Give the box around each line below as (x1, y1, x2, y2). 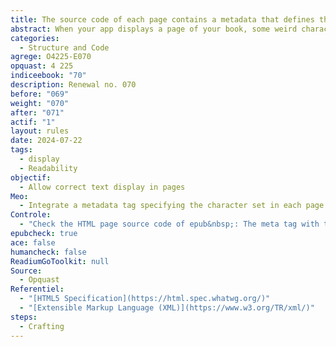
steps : (10, 312, 38, 322)
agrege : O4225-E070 (10, 52, 92, 62)
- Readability (19, 163, 78, 173)
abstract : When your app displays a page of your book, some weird (10, 24, 298, 34)
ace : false (10, 237, 56, 248)
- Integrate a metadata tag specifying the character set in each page (19, 201, 325, 211)
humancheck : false (10, 247, 87, 257)
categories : (10, 33, 60, 43)
